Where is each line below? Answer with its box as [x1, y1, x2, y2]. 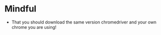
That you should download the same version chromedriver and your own [11, 19, 157, 25]
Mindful [4, 3, 37, 14]
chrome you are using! [11, 24, 57, 30]
